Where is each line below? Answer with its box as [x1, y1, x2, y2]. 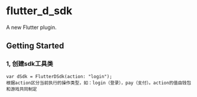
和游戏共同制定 [6, 86, 37, 92]
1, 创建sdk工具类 [6, 60, 53, 68]
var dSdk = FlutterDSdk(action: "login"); [6, 73, 112, 79]
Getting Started [6, 41, 64, 51]
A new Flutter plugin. [6, 24, 57, 31]
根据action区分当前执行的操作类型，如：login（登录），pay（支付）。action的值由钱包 [6, 80, 191, 86]
